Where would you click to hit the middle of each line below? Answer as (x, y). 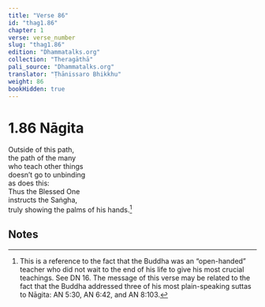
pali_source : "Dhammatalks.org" (61, 67)
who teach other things (46, 167)
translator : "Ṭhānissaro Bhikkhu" (65, 74)
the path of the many (42, 158)
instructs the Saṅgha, (43, 200)
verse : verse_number (42, 37)
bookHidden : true (37, 89)
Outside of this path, (41, 150)
